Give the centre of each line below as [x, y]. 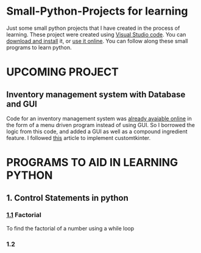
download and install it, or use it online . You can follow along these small [97, 41]
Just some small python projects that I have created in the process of [93, 28]
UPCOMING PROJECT [62, 72]
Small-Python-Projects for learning [97, 11]
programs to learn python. [39, 47]
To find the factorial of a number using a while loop [70, 228]
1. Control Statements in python [68, 198]
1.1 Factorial [24, 215]
